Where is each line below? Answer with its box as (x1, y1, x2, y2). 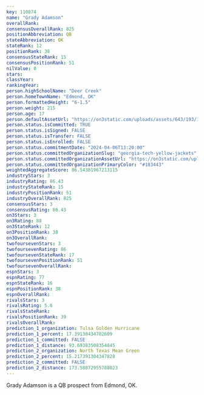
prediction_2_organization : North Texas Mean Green (6, 348, 140, 354)
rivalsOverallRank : (6, 320, 56, 326)
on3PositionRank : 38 (6, 229, 59, 235)
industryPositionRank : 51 (6, 190, 72, 196)
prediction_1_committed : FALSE (6, 337, 86, 343)
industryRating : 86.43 (6, 179, 64, 185)
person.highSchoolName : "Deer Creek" (6, 88, 102, 94)
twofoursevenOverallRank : (6, 263, 72, 269)
